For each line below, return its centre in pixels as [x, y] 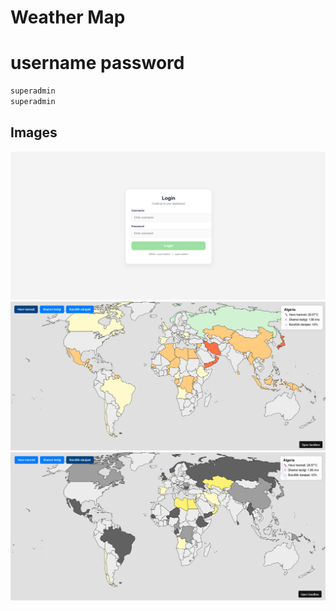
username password [97, 63]
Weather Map [68, 17]
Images [34, 132]
